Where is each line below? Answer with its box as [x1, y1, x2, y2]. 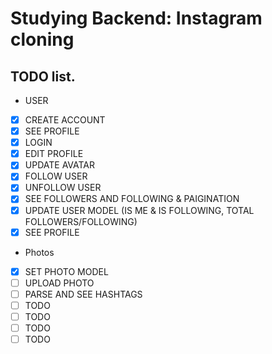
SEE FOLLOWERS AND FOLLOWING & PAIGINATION [24, 193, 240, 205]
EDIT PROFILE [24, 148, 84, 160]
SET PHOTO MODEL [24, 265, 109, 277]
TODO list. [10, 68, 76, 85]
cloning [10, 28, 75, 51]
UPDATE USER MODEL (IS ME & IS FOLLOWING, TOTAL [24, 204, 255, 216]
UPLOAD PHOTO [24, 277, 95, 289]
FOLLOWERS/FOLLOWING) [24, 215, 138, 227]
